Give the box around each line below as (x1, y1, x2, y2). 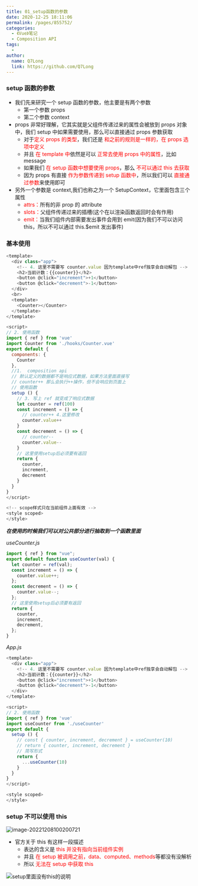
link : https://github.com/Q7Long (11, 63, 94, 70)
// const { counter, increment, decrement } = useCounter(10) (17, 737, 173, 743)
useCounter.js (6, 539, 40, 546)
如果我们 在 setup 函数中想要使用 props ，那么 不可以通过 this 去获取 (23, 164, 190, 171)
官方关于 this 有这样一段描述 (14, 838, 84, 845)
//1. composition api (11, 368, 67, 374)
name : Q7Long (11, 58, 44, 64)
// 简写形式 (17, 748, 43, 754)
